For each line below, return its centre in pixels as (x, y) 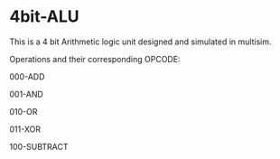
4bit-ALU (44, 17)
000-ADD (27, 76)
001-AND (26, 94)
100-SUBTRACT (39, 146)
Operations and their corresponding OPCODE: (95, 59)
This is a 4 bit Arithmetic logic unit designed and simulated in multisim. (140, 42)
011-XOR (25, 129)
